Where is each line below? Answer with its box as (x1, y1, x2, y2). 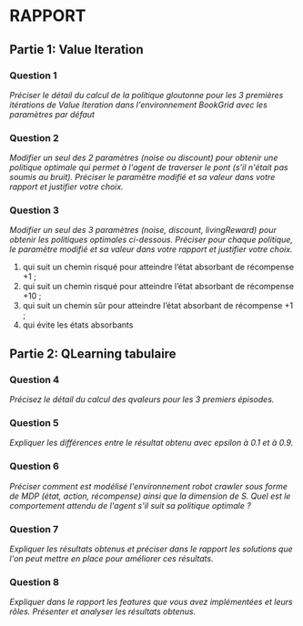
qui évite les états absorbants (22, 319, 134, 330)
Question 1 (9, 69, 57, 82)
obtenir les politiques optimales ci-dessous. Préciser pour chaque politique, (9, 234, 294, 246)
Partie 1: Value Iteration (9, 42, 144, 57)
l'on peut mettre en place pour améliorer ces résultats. (9, 553, 214, 564)
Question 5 (9, 417, 59, 429)
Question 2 (9, 131, 59, 144)
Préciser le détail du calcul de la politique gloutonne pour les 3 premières (9, 89, 284, 100)
